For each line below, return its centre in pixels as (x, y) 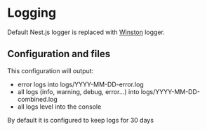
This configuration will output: (51, 70)
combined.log (37, 99)
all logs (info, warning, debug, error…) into (78, 91)
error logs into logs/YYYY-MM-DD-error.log (80, 84)
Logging (32, 13)
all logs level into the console (59, 107)
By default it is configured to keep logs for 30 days (81, 120)
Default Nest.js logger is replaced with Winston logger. (86, 32)
